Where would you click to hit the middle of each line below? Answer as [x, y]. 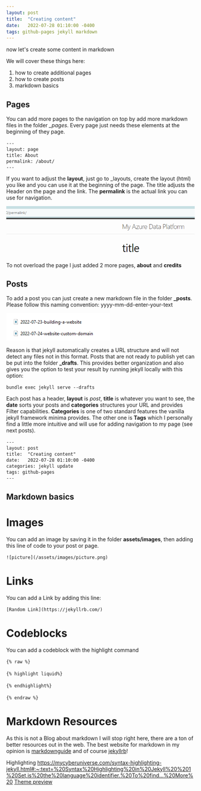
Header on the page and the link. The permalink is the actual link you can [97, 192]
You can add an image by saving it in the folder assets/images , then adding [100, 539]
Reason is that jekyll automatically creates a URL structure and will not [93, 350]
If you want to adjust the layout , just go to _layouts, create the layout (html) [99, 179]
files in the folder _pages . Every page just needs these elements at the [93, 126]
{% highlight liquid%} [34, 674]
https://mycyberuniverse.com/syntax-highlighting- [100, 762]
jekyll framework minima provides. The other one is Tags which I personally [99, 418]
